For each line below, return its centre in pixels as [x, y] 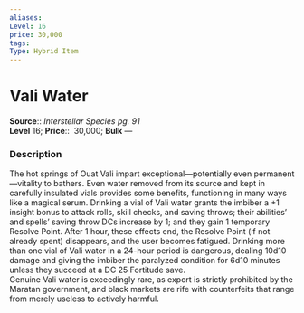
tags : [19, 43]
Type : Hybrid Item [44, 52]
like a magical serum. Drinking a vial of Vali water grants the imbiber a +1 [145, 203]
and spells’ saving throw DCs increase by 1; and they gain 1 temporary [140, 222]
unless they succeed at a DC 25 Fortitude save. [98, 270]
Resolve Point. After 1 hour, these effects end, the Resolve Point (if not [140, 232]
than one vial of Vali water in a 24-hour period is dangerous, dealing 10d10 [148, 251]
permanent [274, 174]
